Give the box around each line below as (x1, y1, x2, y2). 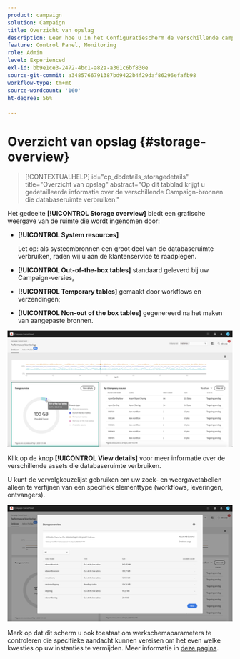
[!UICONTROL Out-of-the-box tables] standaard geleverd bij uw (17, 266, 209, 274)
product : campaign (7, 11, 62, 19)
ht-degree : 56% (7, 94, 53, 101)
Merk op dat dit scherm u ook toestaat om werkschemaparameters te (7, 628, 212, 637)
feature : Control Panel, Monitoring (7, 41, 116, 49)
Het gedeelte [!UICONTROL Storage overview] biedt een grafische (7, 209, 206, 218)
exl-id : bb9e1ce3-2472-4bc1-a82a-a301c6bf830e (7, 64, 149, 71)
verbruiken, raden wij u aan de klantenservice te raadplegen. (17, 252, 197, 261)
